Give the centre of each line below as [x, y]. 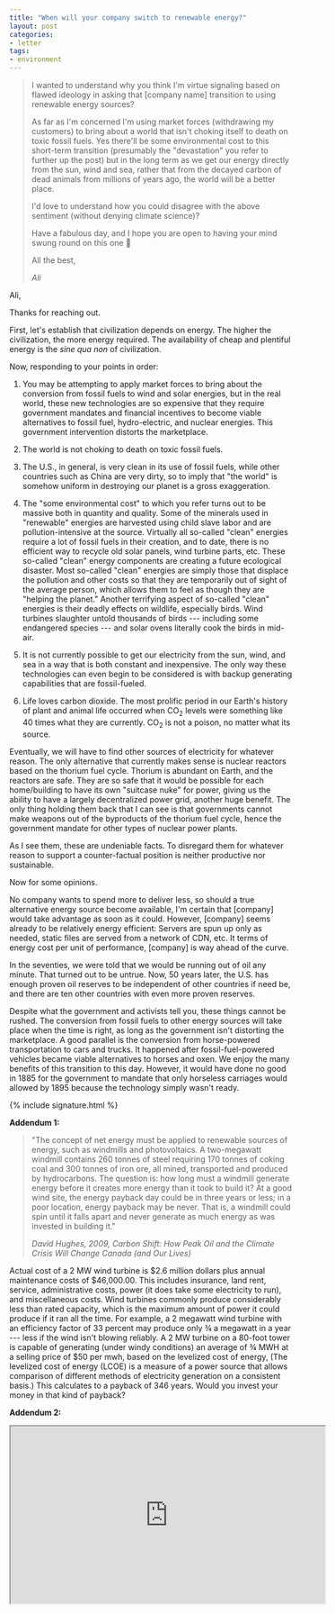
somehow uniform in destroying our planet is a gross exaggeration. [146, 486]
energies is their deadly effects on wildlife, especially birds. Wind [142, 608]
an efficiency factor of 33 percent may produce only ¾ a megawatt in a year [150, 1328]
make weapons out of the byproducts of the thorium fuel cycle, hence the [145, 818]
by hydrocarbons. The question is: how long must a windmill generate [160, 1178]
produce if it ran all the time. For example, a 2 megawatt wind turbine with [146, 1318]
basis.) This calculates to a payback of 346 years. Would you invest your [144, 1385]
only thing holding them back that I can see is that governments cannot [141, 809]
